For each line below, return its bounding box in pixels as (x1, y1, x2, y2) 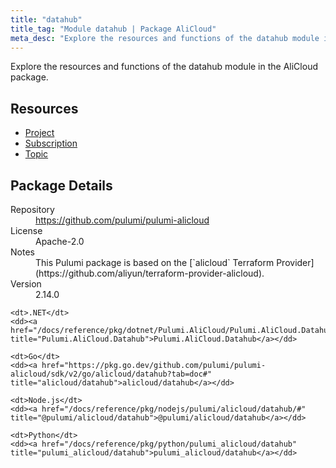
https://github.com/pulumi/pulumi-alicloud (35, 214, 210, 226)
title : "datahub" (10, 14, 83, 25)
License (10, 225, 43, 236)
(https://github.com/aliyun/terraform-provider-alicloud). (35, 267, 265, 279)
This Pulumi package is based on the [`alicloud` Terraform (35, 257, 275, 268)
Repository (10, 204, 55, 215)
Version (10, 278, 42, 290)
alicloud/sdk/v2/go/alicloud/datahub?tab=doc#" (10, 369, 213, 379)
